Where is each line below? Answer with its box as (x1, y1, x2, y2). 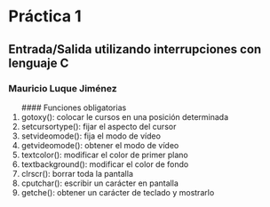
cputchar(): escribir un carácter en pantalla (20, 178, 179, 188)
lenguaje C (8, 55, 69, 70)
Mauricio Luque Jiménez (8, 82, 117, 94)
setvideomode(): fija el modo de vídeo (20, 131, 162, 141)
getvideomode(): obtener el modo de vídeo (20, 139, 179, 150)
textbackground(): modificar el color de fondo (20, 158, 189, 170)
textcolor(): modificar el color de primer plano (20, 149, 188, 160)
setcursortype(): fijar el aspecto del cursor (20, 121, 177, 131)
